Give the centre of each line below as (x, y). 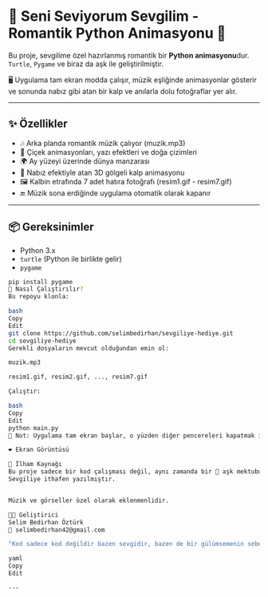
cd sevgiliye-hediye (43, 341)
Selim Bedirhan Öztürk (46, 522)
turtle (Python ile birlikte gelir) (71, 259)
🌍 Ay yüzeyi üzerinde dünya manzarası (85, 161)
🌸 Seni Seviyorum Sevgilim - (104, 16)
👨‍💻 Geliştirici (33, 515)
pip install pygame (41, 282)
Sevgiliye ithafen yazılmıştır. (62, 479)
